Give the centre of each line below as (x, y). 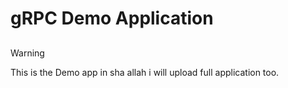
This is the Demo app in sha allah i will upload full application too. (145, 72)
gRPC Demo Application (112, 18)
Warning (27, 53)
